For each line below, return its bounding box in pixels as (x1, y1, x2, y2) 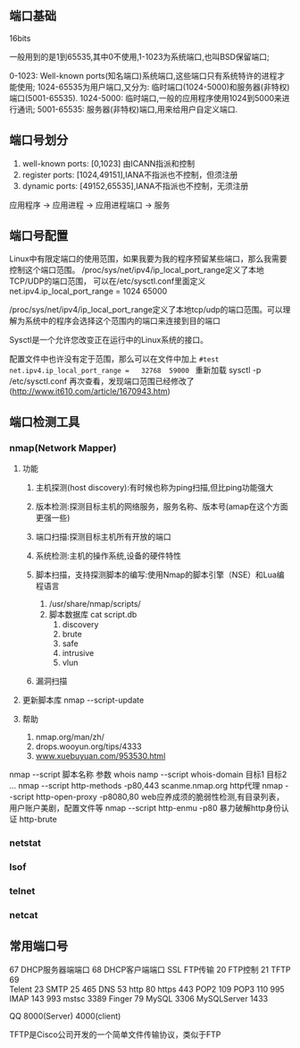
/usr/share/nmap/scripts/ (48, 599, 141, 609)
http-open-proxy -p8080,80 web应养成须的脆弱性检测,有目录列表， (35, 791, 284, 803)
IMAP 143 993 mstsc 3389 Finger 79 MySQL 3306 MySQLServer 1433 (9, 993, 269, 1004)
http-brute (19, 814, 58, 825)
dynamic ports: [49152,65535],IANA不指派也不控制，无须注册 (21, 180, 249, 191)
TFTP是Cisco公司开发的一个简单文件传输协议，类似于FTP (9, 1028, 221, 1040)
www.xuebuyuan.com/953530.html (35, 751, 166, 762)
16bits (9, 32, 31, 43)
